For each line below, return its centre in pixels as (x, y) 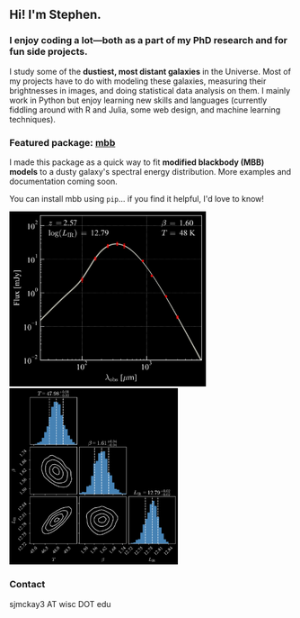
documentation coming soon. (64, 181)
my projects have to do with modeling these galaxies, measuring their (138, 81)
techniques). (33, 119)
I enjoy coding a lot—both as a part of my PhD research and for (148, 41)
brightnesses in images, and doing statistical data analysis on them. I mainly (150, 90)
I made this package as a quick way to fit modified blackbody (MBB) (137, 162)
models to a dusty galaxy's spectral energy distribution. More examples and (150, 171)
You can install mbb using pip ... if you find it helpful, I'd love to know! (137, 198)
